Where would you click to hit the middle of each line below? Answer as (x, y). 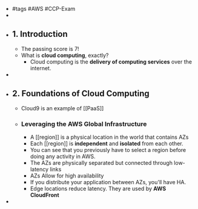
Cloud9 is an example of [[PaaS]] (62, 108)
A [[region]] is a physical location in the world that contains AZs (109, 137)
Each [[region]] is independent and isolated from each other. (107, 143)
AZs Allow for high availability (67, 176)
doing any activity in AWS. (63, 156)
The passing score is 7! (50, 48)
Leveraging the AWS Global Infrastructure (84, 124)
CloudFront (45, 195)
